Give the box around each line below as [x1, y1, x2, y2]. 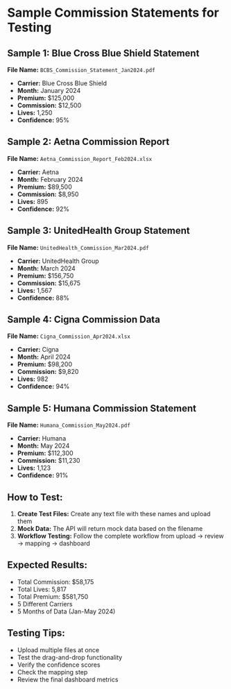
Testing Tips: [7, 627, 66, 639]
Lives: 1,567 [17, 286, 52, 294]
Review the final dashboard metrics [17, 675, 119, 683]
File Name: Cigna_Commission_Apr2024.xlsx [7, 332, 130, 341]
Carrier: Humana [17, 434, 67, 443]
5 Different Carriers [17, 599, 73, 608]
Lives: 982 [17, 375, 49, 383]
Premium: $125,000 [17, 94, 75, 102]
